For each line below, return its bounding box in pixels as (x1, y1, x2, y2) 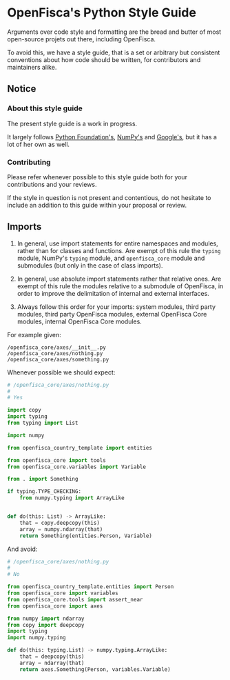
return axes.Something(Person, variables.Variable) (19, 666, 171, 673)
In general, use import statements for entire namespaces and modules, (17, 239, 218, 248)
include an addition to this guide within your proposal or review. (7, 201, 187, 209)
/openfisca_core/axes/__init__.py (7, 343, 107, 351)
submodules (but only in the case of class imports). (17, 261, 163, 270)
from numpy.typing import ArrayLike (19, 494, 125, 501)
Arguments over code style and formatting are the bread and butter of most (7, 28, 222, 36)
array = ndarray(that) (19, 659, 85, 666)
